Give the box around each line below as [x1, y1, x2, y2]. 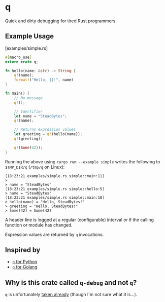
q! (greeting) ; [14, 136, 43, 141]
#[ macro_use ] [5, 55, 32, 60]
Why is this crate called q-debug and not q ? [5, 278, 137, 287]
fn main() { [5, 91, 30, 96]
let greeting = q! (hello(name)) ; [14, 132, 83, 137]
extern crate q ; [5, 59, 38, 64]
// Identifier [14, 109, 43, 114]
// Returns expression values [14, 127, 76, 132]
